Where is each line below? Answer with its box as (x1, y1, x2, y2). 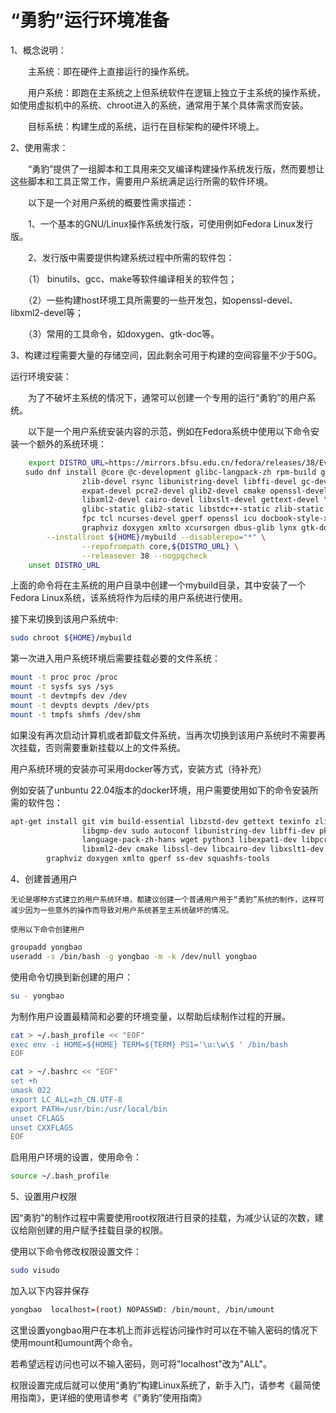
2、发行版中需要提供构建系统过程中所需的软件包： (27, 251, 235, 263)
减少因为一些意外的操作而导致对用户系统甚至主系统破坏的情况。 (10, 906, 234, 916)
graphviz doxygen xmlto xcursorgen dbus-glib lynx (81, 523, 298, 533)
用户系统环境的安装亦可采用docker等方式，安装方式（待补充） (10, 762, 267, 775)
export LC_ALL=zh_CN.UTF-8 (10, 1094, 123, 1105)
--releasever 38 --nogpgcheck (81, 551, 208, 561)
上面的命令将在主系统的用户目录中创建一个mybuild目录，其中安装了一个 (10, 579, 307, 591)
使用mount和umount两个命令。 (10, 1336, 138, 1348)
